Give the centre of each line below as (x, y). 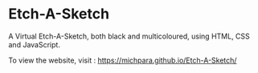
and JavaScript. (34, 44)
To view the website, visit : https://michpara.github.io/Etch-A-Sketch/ (123, 60)
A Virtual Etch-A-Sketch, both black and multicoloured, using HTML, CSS (129, 36)
